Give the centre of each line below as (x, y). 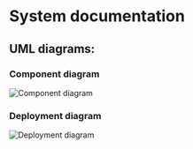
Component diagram (54, 74)
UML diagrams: (52, 49)
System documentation (97, 16)
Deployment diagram (55, 115)
